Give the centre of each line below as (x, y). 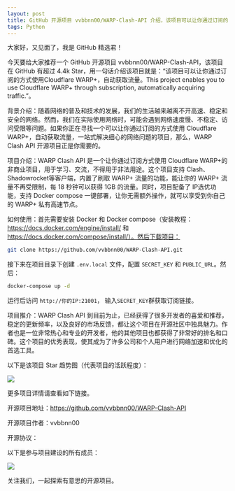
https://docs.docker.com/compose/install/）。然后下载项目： (94, 237)
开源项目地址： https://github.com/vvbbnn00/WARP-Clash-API (97, 408)
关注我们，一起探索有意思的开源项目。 (62, 481)
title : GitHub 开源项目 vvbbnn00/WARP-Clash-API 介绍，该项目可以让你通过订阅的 (118, 20)
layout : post (26, 14)
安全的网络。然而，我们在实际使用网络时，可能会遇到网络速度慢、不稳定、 (114, 120)
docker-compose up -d (39, 286)
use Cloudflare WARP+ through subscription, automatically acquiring (106, 87)
